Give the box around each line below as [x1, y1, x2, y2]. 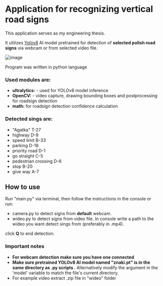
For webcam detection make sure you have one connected [12, 254, 135, 260]
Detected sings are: [5, 116, 53, 123]
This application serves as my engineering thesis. [5, 30, 106, 36]
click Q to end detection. [5, 230, 55, 237]
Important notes [5, 243, 45, 250]
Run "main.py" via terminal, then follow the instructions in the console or [5, 196, 151, 202]
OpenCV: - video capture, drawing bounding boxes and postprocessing [12, 93, 158, 99]
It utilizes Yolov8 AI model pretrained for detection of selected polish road [5, 39, 156, 45]
